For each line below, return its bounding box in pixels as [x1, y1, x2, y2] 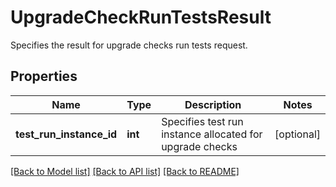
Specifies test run [161, 114, 244, 128]
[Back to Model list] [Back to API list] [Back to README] [10, 165, 240, 177]
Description [184, 97, 242, 111]
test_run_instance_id [15, 127, 118, 141]
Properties [10, 68, 78, 85]
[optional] [274, 127, 321, 141]
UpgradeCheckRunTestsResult [10, 6, 272, 29]
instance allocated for [161, 127, 263, 141]
